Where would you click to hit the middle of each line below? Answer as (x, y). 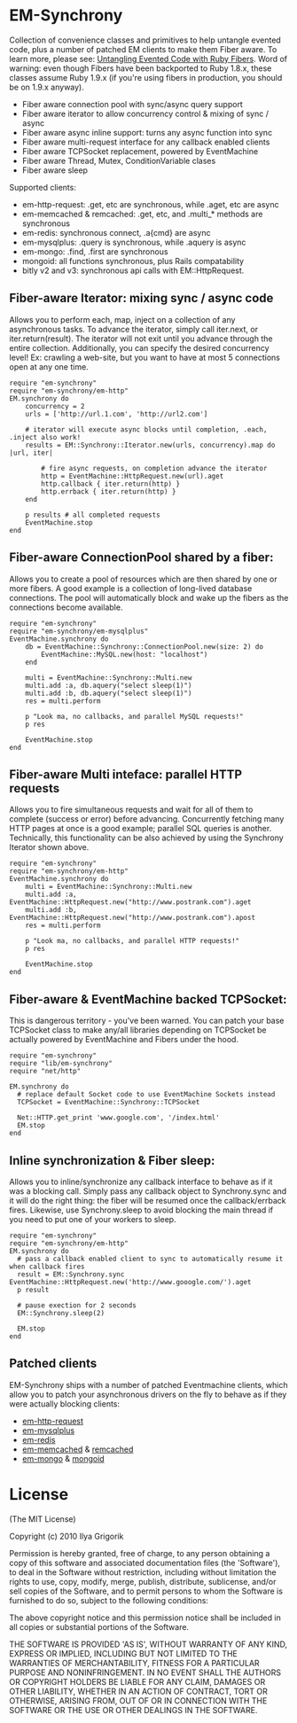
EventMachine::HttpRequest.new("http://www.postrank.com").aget (130, 902)
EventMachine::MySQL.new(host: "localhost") (125, 654)
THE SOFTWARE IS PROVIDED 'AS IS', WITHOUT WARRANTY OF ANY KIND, (148, 1644)
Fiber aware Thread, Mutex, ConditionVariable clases (119, 160)
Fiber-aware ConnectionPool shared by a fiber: (141, 558)
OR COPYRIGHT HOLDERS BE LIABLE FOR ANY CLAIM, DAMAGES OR (137, 1681)
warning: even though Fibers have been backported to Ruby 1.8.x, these (141, 68)
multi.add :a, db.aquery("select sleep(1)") (109, 685)
